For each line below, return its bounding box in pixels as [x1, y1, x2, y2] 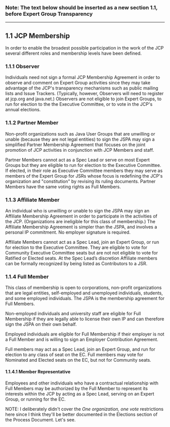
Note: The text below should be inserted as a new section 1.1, [5, 4, 158, 11]
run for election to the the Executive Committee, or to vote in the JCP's [5, 101, 153, 107]
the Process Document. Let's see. [5, 416, 76, 422]
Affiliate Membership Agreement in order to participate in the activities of [5, 213, 158, 219]
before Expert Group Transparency [5, 10, 93, 17]
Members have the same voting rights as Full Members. [5, 184, 121, 190]
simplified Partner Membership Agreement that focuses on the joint [5, 141, 146, 148]
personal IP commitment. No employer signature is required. [5, 229, 131, 235]
